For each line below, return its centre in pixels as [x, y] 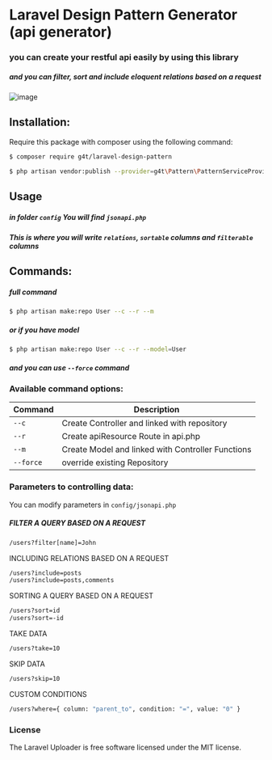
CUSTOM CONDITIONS [48, 694]
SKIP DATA [27, 664]
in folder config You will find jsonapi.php [78, 217]
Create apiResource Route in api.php [131, 437]
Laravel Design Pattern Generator [123, 15]
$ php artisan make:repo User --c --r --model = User [98, 349]
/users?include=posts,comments [62, 581]
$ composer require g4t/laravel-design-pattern [91, 156]
